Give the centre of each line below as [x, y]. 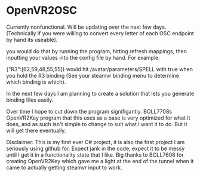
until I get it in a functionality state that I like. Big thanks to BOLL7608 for [95, 155]
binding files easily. [30, 100]
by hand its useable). [32, 39]
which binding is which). [36, 82]
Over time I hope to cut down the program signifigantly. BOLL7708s [89, 111]
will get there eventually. [36, 130]
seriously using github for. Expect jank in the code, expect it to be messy [96, 148]
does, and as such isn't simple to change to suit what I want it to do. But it [97, 124]
